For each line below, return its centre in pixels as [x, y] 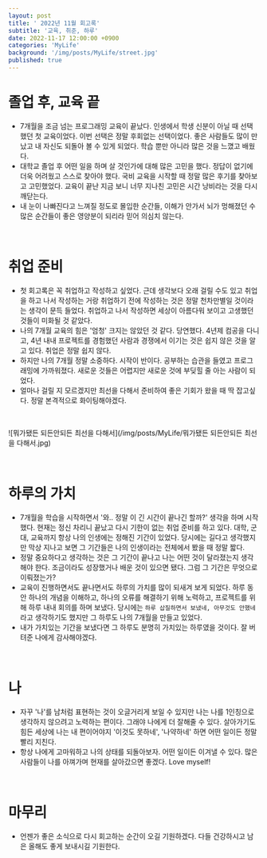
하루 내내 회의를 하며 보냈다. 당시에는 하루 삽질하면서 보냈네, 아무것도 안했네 [142, 607]
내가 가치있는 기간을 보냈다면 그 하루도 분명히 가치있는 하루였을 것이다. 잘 [133, 627]
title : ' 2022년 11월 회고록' [54, 23]
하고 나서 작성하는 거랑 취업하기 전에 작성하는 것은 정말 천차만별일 [130, 300]
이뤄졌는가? [38, 577]
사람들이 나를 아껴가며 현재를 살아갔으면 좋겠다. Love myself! [115, 761]
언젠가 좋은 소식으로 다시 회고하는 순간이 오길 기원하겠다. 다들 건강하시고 [132, 836]
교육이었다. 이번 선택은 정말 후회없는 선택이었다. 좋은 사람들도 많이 [146, 136]
